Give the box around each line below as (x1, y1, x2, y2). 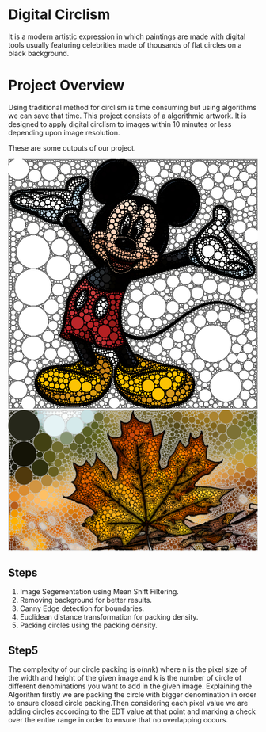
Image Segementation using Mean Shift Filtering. (19, 587, 180, 597)
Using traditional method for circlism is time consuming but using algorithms (8, 102, 257, 112)
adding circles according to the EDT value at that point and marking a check (8, 707, 256, 716)
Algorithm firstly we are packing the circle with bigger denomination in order (8, 690, 257, 699)
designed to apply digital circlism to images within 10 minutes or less (8, 119, 232, 128)
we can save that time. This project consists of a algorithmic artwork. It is (8, 111, 247, 120)
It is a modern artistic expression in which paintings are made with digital (8, 32, 246, 41)
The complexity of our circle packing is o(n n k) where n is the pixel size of (8, 665, 248, 674)
